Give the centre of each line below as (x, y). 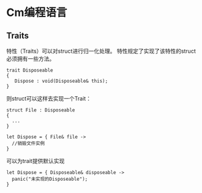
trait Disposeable (30, 70)
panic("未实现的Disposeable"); (50, 179)
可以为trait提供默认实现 (36, 161)
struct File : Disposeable (41, 110)
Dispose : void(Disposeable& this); (61, 81)
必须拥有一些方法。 (31, 59)
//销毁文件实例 (28, 143)
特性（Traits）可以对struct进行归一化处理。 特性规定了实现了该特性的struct (101, 51)
